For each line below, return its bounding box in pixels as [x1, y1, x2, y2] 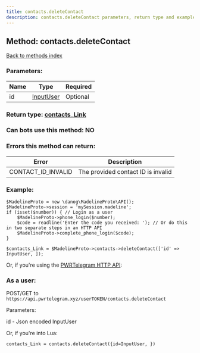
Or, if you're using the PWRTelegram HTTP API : [6, 261, 123, 268]
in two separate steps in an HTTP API [6, 225, 102, 231]
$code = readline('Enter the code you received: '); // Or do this [17, 220, 187, 226]
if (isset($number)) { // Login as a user [6, 210, 113, 215]
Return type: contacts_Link [6, 110, 86, 118]
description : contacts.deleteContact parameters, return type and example [6, 14, 196, 20]
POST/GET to [6, 290, 39, 297]
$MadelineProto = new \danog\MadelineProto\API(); [6, 199, 135, 205]
